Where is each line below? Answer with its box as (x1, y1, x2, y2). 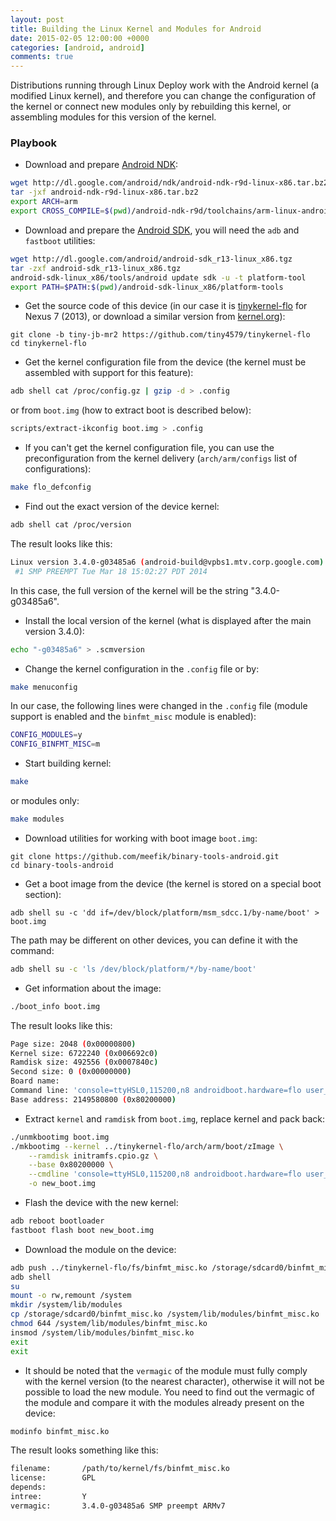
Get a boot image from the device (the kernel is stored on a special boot (24, 877, 322, 890)
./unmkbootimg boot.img (10, 1132, 110, 1142)
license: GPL (10, 1473, 97, 1483)
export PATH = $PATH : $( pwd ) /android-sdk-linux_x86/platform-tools (10, 282, 284, 292)
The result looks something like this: (10, 1444, 159, 1456)
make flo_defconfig (10, 482, 92, 493)
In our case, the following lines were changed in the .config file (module (10, 700, 308, 712)
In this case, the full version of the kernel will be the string (10, 584, 249, 596)
